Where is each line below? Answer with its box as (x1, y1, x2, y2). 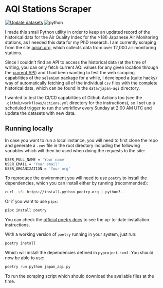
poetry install (5, 241, 36, 246)
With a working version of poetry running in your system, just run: (5, 231, 137, 237)
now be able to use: (5, 255, 45, 261)
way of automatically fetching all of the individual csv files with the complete (5, 80, 158, 86)
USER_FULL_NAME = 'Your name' (5, 157, 67, 162)
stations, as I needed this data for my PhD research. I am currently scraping (5, 39, 157, 45)
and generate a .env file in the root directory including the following (5, 143, 140, 148)
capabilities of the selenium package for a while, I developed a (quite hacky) (5, 75, 157, 81)
